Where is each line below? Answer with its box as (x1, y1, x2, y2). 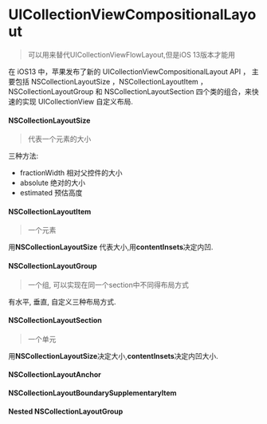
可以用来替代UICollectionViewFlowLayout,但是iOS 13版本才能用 (27, 49, 235, 59)
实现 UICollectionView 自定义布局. (22, 96, 133, 106)
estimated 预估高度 (19, 188, 83, 198)
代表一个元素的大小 (27, 134, 92, 144)
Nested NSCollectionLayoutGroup (8, 406, 124, 416)
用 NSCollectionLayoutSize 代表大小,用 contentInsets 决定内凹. (8, 242, 214, 252)
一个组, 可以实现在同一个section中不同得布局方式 (27, 280, 189, 289)
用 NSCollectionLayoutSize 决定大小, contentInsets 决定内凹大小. (8, 351, 219, 360)
